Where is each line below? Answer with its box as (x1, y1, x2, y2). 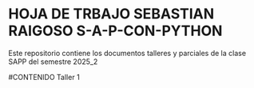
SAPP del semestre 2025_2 (8, 57, 98, 66)
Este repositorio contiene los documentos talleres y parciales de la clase (8, 48, 246, 58)
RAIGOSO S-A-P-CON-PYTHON (8, 22, 223, 40)
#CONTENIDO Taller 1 (8, 72, 80, 82)
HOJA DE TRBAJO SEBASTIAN (8, 5, 215, 23)
